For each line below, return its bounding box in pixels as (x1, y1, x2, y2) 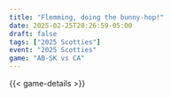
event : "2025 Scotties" (9, 46, 97, 55)
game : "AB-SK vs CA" (9, 54, 86, 63)
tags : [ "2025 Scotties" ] (9, 37, 101, 47)
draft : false (9, 29, 58, 38)
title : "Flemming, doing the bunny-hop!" (9, 12, 165, 22)
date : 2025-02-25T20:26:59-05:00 (9, 21, 133, 30)
